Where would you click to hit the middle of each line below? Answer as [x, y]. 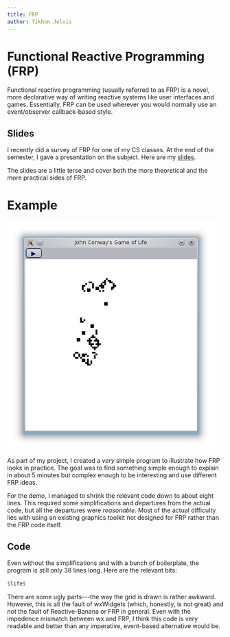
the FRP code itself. [35, 525]
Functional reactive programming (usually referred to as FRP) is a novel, [108, 90]
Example [32, 205]
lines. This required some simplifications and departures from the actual [109, 503]
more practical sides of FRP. [47, 178]
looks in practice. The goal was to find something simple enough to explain [113, 468]
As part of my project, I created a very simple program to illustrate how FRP [114, 461]
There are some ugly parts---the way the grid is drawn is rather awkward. [112, 597]
